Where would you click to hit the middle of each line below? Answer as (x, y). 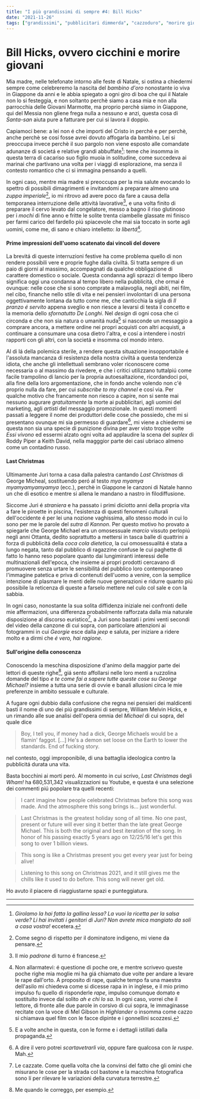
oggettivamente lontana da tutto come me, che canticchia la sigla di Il (91, 301)
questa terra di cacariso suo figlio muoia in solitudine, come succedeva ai (96, 157)
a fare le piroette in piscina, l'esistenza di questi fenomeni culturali (87, 511)
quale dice (19, 722)
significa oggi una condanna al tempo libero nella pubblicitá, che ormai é (95, 282)
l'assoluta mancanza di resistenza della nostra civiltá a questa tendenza (94, 357)
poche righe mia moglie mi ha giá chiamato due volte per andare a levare (104, 974)
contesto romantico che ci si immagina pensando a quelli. (77, 170)
